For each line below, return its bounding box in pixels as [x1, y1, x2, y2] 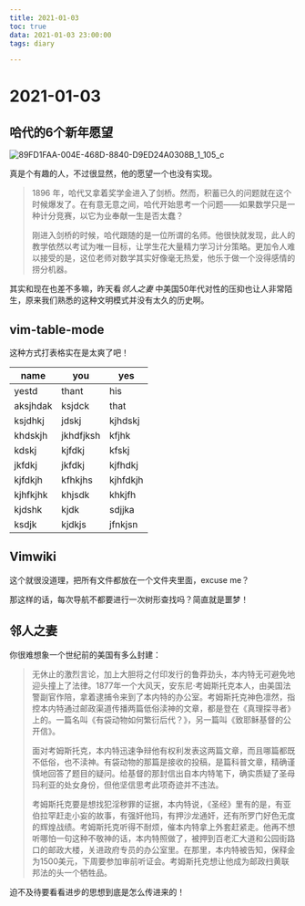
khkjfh [108, 489, 137, 502]
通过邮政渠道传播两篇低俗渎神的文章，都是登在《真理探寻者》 [63, 703, 296, 713]
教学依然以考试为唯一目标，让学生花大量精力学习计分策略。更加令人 [31, 241, 288, 252]
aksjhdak [14, 400, 53, 412]
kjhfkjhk [14, 489, 48, 502]
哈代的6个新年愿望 [9, 124, 114, 140]
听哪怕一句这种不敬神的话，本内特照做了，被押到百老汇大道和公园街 [31, 832, 288, 844]
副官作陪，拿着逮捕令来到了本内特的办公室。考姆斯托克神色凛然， [39, 691, 288, 703]
